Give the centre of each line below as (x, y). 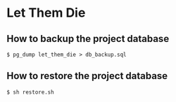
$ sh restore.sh (30, 92)
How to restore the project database (87, 76)
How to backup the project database (88, 39)
